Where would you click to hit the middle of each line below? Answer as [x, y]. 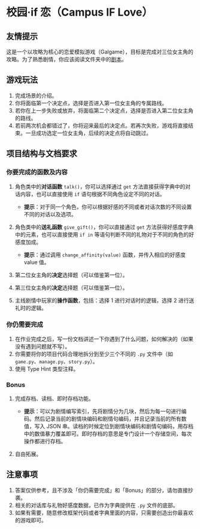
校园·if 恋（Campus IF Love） [80, 12]
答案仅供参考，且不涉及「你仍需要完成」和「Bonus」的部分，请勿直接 [101, 490]
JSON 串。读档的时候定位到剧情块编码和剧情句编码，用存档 [120, 427]
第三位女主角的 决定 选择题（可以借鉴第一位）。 [71, 288]
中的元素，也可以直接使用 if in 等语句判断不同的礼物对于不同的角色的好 [104, 234]
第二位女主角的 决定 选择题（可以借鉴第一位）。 [71, 275]
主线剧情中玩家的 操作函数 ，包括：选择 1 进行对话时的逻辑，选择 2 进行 [102, 300]
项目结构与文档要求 [42, 154]
